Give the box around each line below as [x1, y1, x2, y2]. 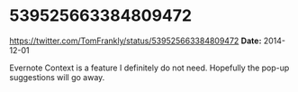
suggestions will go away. [9, 71, 105, 82]
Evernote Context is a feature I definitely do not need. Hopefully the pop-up [9, 62, 290, 73]
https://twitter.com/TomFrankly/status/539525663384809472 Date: [9, 35, 262, 46]
